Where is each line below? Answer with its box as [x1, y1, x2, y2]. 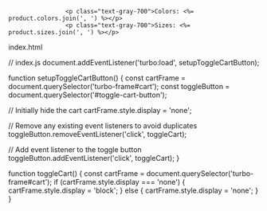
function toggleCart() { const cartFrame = [8, 169, 145, 178]
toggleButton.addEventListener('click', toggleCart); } [8, 154, 180, 162]
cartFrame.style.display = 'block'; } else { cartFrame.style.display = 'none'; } [8, 186, 259, 195]
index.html [8, 42, 43, 52]
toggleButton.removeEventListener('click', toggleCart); [8, 130, 187, 139]
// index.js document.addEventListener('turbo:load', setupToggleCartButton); [8, 58, 260, 67]
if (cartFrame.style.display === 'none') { [53, 178, 186, 186]
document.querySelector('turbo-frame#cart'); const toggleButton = [8, 82, 230, 91]
